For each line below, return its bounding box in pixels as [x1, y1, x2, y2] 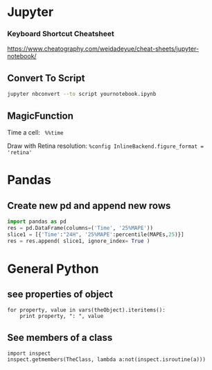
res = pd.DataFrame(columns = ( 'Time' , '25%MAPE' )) [7, 224, 154, 231]
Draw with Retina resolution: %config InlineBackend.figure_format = [7, 142, 204, 150]
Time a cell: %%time [7, 128, 64, 136]
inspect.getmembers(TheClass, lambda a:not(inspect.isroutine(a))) [7, 356, 206, 363]
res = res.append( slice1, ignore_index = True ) [7, 237, 150, 244]
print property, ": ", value [19, 313, 104, 320]
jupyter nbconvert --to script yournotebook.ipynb [7, 91, 157, 98]
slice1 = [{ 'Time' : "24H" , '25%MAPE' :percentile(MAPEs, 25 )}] [7, 230, 185, 238]
